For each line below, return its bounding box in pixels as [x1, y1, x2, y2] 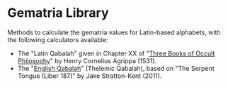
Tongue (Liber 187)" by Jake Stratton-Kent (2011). [17, 72, 162, 80]
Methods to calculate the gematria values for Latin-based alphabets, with [7, 28, 221, 36]
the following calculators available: [7, 35, 108, 43]
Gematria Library [7, 5, 109, 21]
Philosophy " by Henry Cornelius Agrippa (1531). [17, 56, 157, 65]
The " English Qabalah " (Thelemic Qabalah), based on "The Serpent [17, 64, 215, 72]
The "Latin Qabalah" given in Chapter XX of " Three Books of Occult [17, 49, 215, 58]
